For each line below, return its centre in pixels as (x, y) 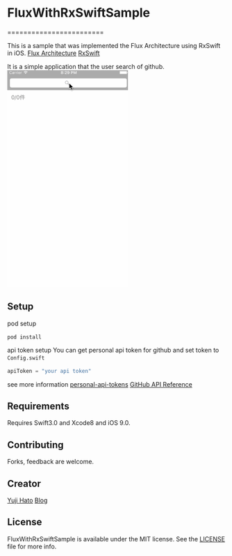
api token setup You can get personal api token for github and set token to (113, 350)
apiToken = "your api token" (49, 371)
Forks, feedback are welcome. (51, 462)
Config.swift (26, 358)
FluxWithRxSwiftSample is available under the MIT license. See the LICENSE (116, 539)
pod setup (22, 323)
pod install (24, 337)
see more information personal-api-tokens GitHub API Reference (100, 384)
